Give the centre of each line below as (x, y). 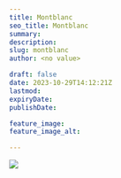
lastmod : (25, 91)
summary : (25, 34)
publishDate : (33, 107)
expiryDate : (31, 99)
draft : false (33, 75)
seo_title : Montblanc (49, 26)
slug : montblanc (39, 50)
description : (33, 42)
